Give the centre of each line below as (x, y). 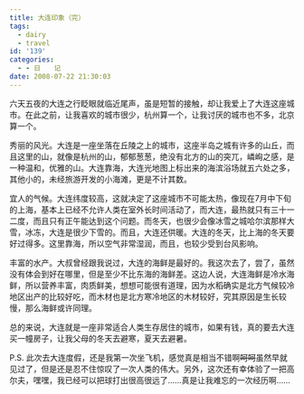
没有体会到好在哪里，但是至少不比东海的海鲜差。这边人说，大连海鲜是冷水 (148, 274)
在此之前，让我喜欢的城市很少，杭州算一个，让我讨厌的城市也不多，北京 (160, 115)
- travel (34, 43)
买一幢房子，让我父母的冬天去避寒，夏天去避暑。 (100, 338)
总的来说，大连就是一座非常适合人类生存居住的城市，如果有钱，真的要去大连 (152, 327)
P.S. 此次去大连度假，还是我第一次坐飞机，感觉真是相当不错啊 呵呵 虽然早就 (148, 357)
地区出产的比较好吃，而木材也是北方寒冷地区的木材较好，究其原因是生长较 (148, 296)
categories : (32, 60)
